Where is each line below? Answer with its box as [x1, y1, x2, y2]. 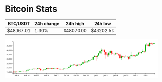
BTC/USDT [8, 21, 30, 27]
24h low [94, 21, 111, 27]
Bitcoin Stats [5, 3, 58, 14]
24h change [34, 21, 60, 27]
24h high [65, 21, 85, 27]
